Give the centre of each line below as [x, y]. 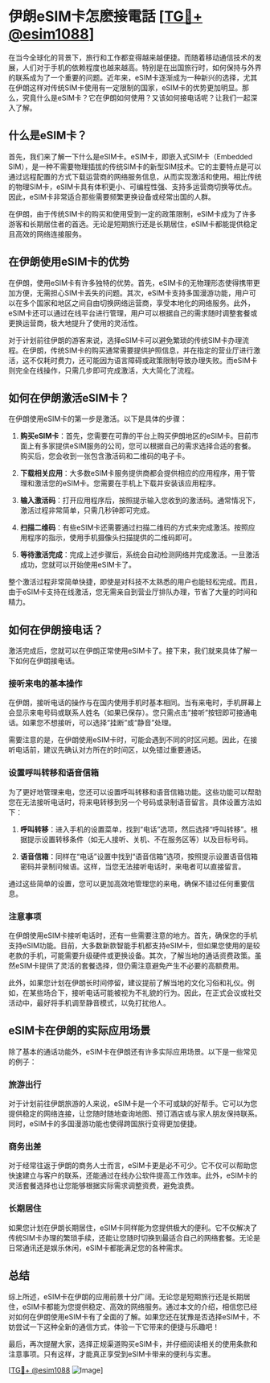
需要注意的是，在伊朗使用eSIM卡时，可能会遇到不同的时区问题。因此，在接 [133, 740]
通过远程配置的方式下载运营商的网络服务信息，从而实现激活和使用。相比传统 [135, 176]
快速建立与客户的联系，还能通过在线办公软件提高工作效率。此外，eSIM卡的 [133, 1175]
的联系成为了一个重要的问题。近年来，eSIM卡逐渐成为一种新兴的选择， [126, 77]
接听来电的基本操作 [45, 683]
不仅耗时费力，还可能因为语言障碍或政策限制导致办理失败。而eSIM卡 [143, 360]
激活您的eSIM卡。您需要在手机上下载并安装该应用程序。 [127, 483]
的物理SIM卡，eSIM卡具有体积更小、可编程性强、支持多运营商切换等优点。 [132, 187]
